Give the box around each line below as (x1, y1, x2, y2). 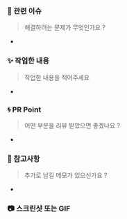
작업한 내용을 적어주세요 (24, 73, 90, 82)
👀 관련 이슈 (7, 6, 42, 15)
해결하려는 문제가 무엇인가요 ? (24, 23, 106, 32)
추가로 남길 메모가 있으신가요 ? (24, 171, 108, 179)
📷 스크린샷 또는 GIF (7, 204, 71, 213)
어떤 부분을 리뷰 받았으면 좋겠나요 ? (24, 121, 120, 130)
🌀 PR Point (7, 105, 42, 114)
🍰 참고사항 (7, 153, 40, 163)
